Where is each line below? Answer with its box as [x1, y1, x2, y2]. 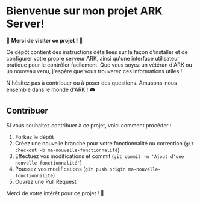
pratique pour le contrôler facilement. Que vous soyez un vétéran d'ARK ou [6, 61, 192, 68]
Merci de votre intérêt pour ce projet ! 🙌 [6, 189, 104, 196]
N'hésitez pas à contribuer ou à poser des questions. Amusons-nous [6, 79, 178, 86]
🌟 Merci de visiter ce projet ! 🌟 [6, 37, 83, 44]
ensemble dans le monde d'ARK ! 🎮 [6, 86, 96, 93]
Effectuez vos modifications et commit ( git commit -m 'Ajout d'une [14, 152, 184, 160]
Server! [6, 17, 45, 31]
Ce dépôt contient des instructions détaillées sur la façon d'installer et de [6, 48, 188, 55]
